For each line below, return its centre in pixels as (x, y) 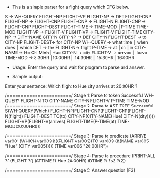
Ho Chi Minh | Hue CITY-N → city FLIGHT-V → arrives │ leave (86, 53)
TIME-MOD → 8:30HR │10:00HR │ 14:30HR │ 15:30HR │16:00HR (70, 58)
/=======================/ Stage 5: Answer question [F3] (70, 170)
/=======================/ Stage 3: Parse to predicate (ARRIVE (76, 136)
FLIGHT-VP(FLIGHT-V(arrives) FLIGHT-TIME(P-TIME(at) (61, 121)
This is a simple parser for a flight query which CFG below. (71, 7)
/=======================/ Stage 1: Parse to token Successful (74, 95)
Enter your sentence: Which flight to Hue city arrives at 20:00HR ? (71, 86)
